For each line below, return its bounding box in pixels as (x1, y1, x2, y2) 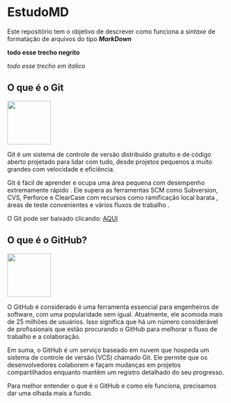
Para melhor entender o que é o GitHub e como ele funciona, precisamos (7, 381, 217, 390)
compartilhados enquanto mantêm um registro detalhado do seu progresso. (7, 367, 225, 377)
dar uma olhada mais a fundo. (7, 388, 93, 397)
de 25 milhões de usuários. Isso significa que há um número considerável (7, 317, 218, 326)
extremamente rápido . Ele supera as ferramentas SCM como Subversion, (7, 185, 218, 194)
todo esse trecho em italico (7, 61, 86, 70)
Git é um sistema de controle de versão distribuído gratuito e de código (7, 150, 212, 158)
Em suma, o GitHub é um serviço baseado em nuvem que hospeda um (7, 346, 210, 354)
